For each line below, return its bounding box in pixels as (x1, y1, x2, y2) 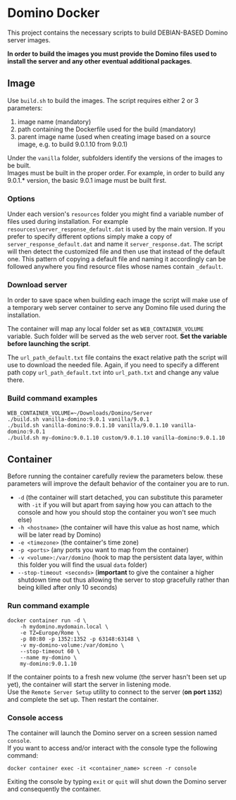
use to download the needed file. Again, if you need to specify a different (7, 361, 220, 369)
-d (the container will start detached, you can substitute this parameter (17, 493, 223, 502)
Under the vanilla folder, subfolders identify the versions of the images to (7, 153, 223, 162)
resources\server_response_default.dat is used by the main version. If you (7, 225, 225, 234)
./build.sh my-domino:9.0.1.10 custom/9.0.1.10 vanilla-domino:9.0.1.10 (7, 434, 225, 441)
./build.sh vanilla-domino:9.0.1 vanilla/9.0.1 (7, 415, 150, 423)
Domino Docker (7, 5, 100, 21)
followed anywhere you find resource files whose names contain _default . (7, 263, 223, 271)
